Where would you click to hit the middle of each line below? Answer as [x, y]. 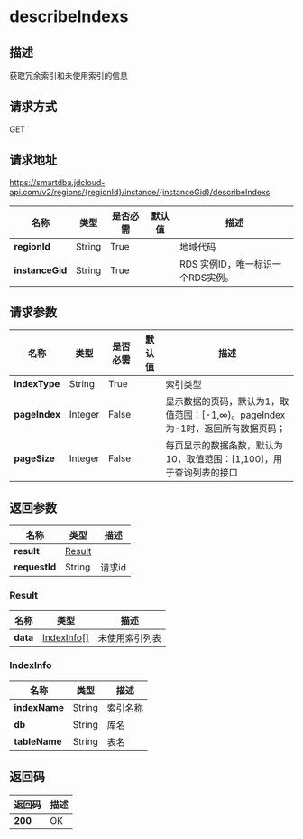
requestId [35, 567]
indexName [39, 707]
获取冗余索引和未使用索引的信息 [69, 75]
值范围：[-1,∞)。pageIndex [225, 415]
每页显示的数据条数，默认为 [225, 446]
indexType [37, 384]
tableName [38, 741]
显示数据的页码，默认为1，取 [227, 401]
